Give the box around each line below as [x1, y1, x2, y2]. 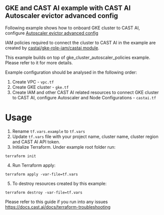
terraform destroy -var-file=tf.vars [5, 190, 83, 195]
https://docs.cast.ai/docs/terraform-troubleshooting [5, 204, 111, 210]
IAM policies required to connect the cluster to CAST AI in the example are [5, 40, 156, 45]
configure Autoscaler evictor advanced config [5, 30, 98, 36]
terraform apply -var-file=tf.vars [5, 172, 78, 177]
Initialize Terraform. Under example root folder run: [12, 144, 116, 150]
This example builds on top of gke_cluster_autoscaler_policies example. [5, 54, 150, 60]
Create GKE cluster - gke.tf [12, 84, 69, 90]
